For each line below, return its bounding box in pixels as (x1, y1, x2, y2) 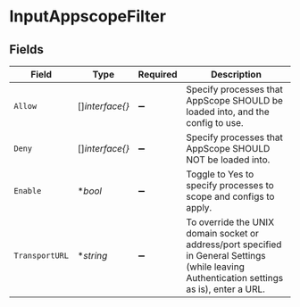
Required (137, 69, 178, 80)
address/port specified (186, 238, 282, 251)
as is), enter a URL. (186, 283, 266, 295)
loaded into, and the (186, 105, 270, 118)
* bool (77, 185, 103, 197)
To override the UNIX (186, 216, 275, 228)
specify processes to (186, 179, 274, 191)
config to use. (186, 117, 244, 129)
